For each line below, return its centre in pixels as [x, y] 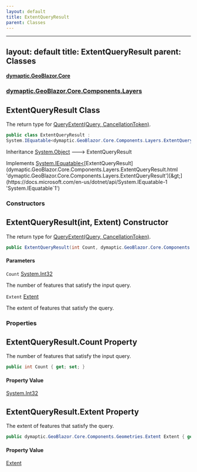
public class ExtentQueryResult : [48, 135]
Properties [21, 323]
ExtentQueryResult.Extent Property [73, 412]
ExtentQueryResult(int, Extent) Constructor [87, 222]
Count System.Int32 [29, 273]
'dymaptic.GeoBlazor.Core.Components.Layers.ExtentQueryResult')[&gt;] [94, 175]
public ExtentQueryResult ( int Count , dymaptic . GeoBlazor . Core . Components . [99, 247]
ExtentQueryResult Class [53, 110]
